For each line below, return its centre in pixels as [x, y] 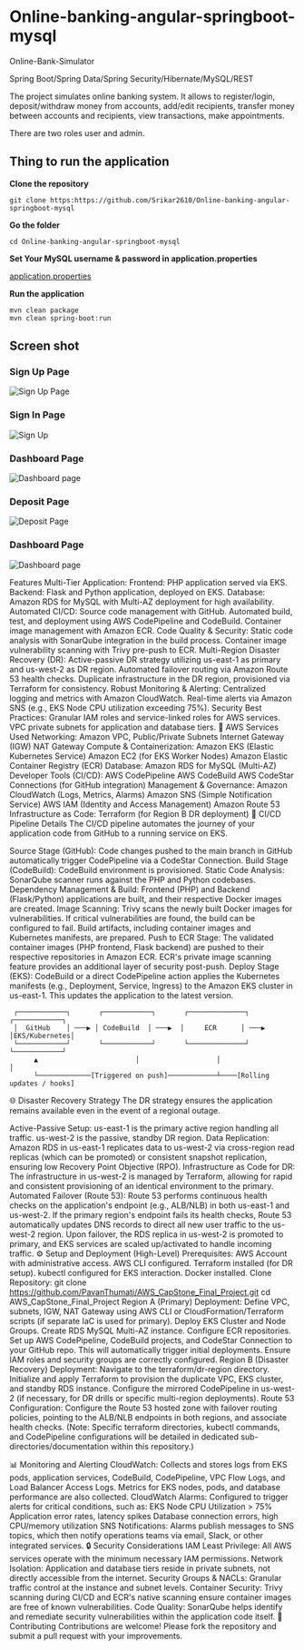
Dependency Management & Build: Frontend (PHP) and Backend [130, 889]
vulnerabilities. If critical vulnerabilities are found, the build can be [132, 918]
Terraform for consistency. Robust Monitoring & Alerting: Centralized [137, 688]
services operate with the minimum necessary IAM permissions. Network [147, 1558]
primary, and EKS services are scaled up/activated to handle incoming [141, 1243]
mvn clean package [44, 310]
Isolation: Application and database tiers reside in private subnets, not [140, 1568]
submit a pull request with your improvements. [96, 1635]
